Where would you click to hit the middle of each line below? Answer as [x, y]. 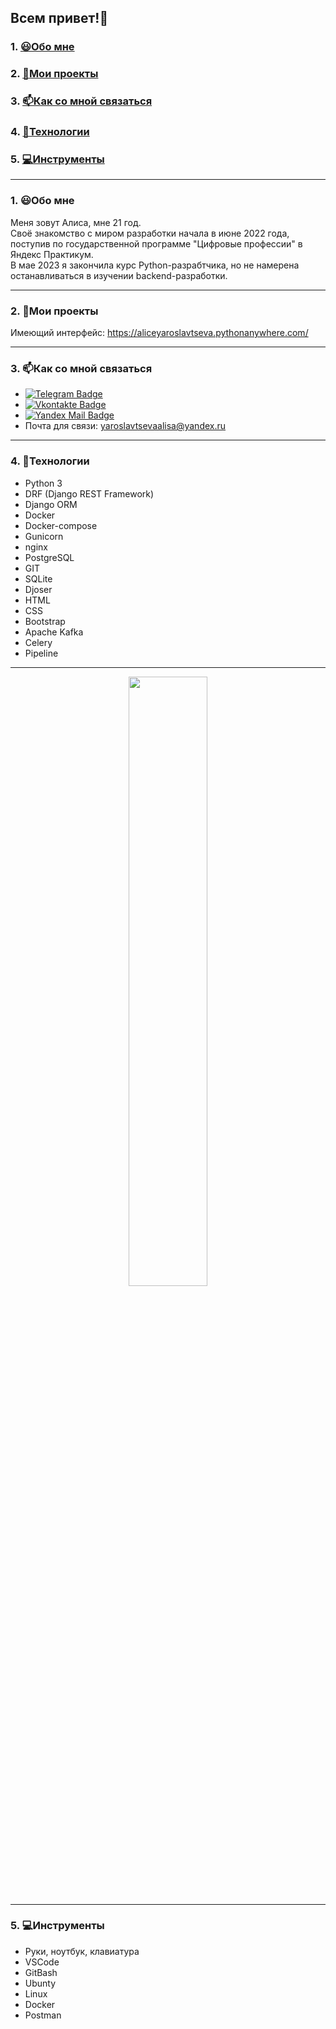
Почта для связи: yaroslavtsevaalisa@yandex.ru [125, 426]
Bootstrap [45, 621]
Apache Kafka [54, 632]
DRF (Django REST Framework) [89, 493]
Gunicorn [44, 536]
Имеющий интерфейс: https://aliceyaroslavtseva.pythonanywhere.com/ [159, 332]
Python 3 [43, 483]
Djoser [38, 589]
